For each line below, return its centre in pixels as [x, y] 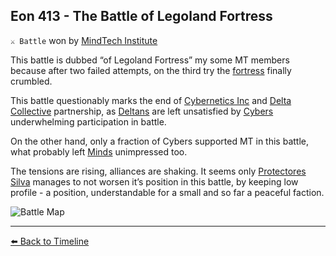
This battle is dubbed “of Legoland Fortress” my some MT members [150, 60]
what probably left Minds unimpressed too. [99, 151]
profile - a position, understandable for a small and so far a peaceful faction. [167, 192]
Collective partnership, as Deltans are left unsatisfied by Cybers [142, 111]
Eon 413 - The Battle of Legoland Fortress [141, 16]
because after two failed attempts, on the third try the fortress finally [151, 70]
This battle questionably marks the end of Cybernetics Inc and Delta [151, 100]
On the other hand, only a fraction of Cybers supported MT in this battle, [159, 141]
